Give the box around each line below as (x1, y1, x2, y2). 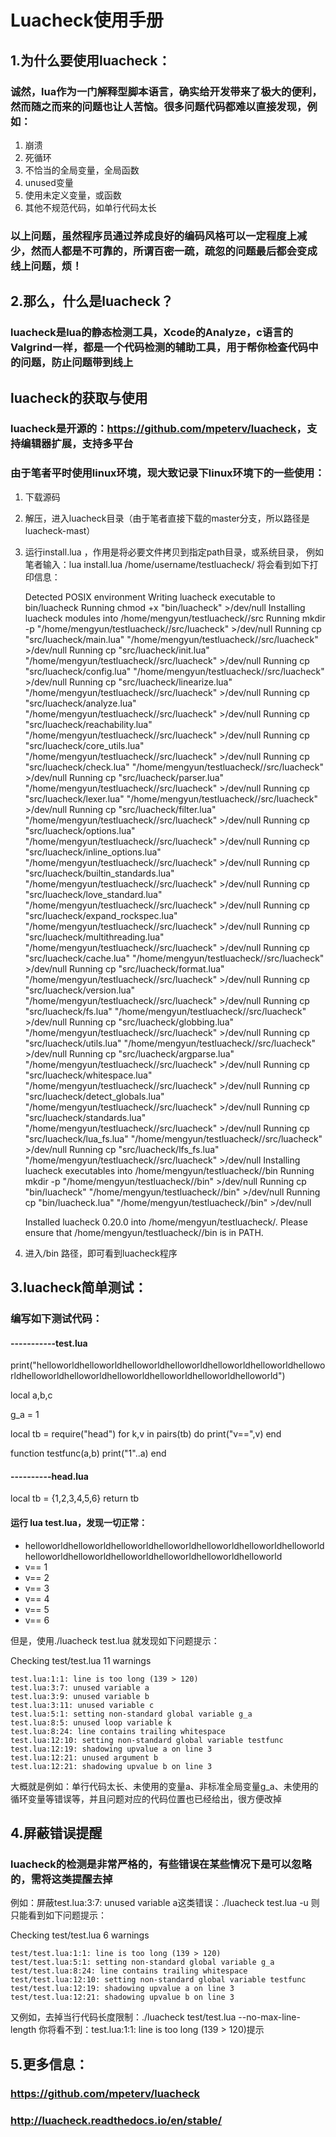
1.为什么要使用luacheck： (10, 52, 172, 69)
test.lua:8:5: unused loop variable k (10, 1717, 172, 1728)
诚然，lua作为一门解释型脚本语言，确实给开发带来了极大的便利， (10, 84, 323, 98)
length (10, 2024, 37, 2036)
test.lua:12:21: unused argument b (10, 1752, 159, 1763)
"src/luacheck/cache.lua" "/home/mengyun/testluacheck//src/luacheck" (24, 952, 325, 964)
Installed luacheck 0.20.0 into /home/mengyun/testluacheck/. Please (24, 1216, 308, 1228)
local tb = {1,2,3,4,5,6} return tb (10, 1492, 140, 1505)
